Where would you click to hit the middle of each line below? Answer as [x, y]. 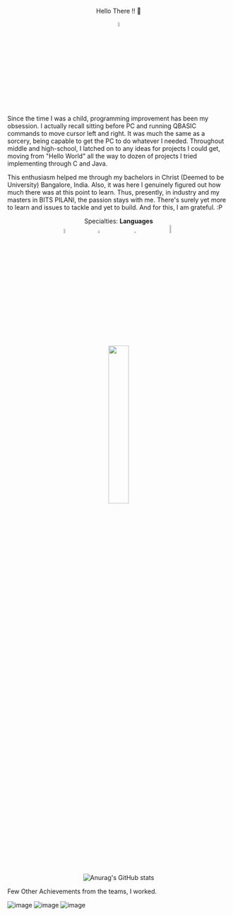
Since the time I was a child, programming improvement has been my [108, 118]
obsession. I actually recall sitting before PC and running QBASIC [102, 126]
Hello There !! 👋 [119, 11]
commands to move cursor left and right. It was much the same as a [106, 133]
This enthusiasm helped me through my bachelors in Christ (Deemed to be [116, 177]
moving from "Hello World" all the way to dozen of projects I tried [102, 156]
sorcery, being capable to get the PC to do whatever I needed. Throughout [116, 141]
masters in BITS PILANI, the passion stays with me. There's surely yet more [117, 200]
